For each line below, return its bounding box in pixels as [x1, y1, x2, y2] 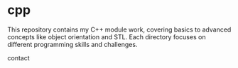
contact [7, 53, 30, 62]
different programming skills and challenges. [7, 40, 138, 48]
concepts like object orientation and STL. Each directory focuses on [7, 32, 206, 41]
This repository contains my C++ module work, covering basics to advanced [7, 25, 232, 34]
